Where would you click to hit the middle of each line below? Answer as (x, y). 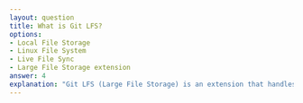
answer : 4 (28, 76)
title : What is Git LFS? (56, 26)
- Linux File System (48, 51)
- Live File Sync (42, 59)
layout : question (42, 17)
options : (26, 34)
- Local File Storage (50, 43)
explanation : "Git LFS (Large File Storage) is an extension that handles (153, 84)
